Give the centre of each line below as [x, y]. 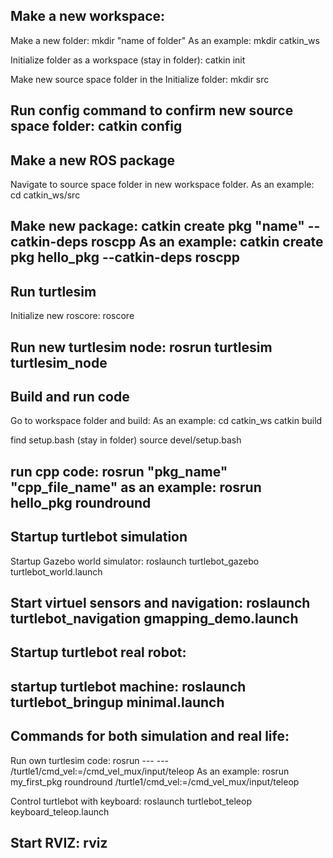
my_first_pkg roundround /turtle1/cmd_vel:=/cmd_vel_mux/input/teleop [155, 781]
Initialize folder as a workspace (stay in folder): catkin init [128, 60]
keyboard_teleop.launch [60, 811]
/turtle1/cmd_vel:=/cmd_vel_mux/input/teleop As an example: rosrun [150, 771]
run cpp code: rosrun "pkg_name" [119, 471]
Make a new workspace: [88, 16]
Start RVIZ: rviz [59, 843]
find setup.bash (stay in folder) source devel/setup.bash [126, 440]
